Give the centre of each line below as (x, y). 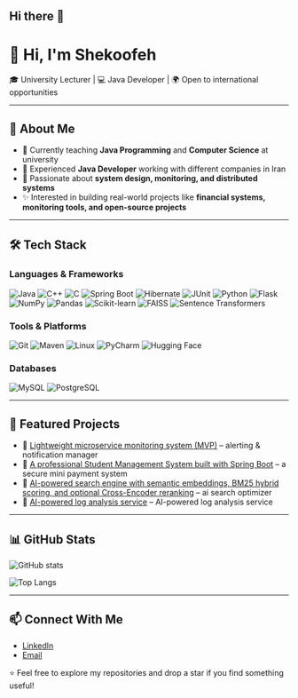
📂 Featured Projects (65, 424)
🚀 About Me (42, 128)
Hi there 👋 (37, 16)
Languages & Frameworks (67, 274)
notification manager (60, 455)
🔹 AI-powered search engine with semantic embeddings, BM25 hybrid (150, 483)
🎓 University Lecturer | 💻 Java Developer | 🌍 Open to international (134, 80)
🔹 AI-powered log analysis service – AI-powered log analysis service (147, 502)
